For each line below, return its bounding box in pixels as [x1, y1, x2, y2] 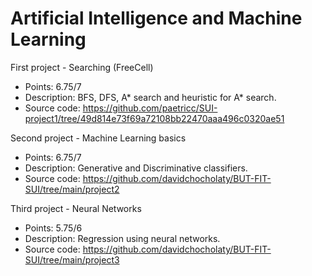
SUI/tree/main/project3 [24, 253, 120, 266]
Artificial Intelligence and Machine [10, 7, 303, 30]
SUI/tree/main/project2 [24, 183, 120, 195]
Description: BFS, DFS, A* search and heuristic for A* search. [24, 91, 277, 103]
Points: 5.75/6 [24, 222, 83, 234]
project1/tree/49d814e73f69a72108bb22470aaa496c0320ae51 [24, 112, 285, 124]
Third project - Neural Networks [10, 202, 142, 214]
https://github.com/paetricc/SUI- [82, 102, 218, 114]
